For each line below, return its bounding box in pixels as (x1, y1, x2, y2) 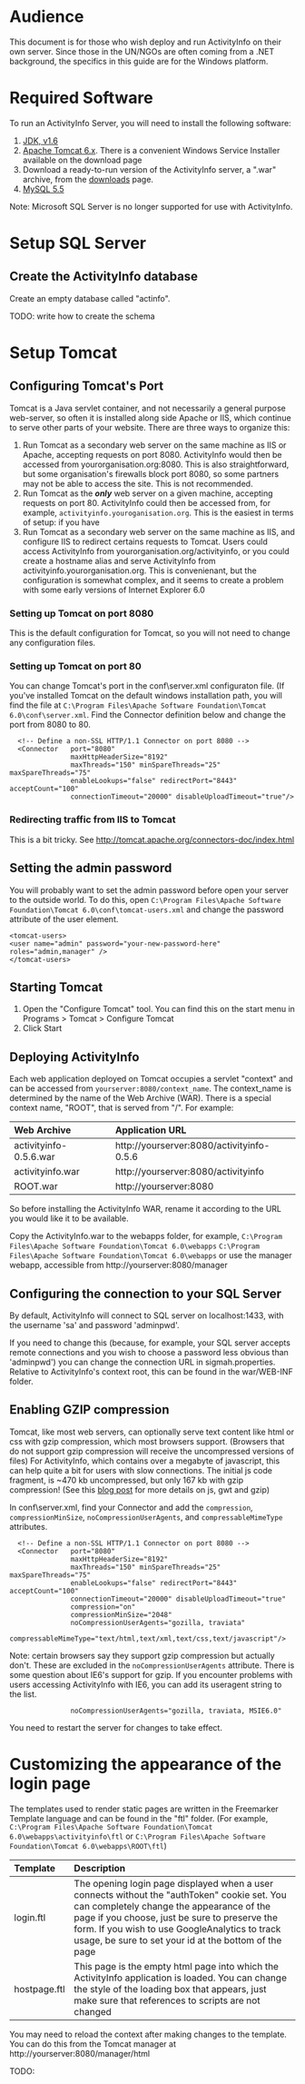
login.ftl (14, 1910, 46, 1923)
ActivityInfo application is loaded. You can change (74, 1971, 288, 1984)
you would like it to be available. (9, 1213, 129, 1224)
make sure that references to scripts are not (74, 1994, 261, 2007)
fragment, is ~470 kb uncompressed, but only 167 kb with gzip (9, 1474, 243, 1485)
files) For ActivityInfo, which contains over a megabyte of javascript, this (9, 1455, 280, 1466)
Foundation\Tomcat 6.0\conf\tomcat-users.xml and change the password (9, 904, 284, 915)
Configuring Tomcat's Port (9, 379, 164, 394)
